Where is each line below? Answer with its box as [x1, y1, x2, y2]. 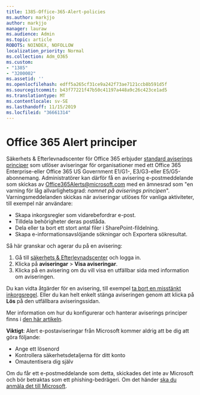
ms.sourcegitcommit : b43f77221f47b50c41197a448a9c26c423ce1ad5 [6, 87, 168, 93]
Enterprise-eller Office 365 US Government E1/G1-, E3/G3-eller [6, 168, 162, 175]
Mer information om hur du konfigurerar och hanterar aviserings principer [6, 309, 187, 316]
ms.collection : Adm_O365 [6, 54, 68, 60]
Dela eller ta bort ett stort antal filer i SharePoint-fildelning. [14, 224, 159, 231]
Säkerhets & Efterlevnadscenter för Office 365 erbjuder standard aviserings [6, 155, 193, 162]
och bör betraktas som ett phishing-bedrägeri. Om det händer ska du [6, 376, 177, 384]
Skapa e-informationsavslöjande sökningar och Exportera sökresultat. [14, 231, 187, 238]
